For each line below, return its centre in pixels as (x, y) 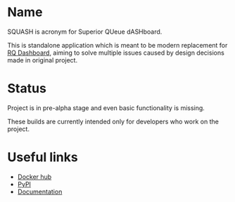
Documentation (40, 191)
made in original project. (43, 60)
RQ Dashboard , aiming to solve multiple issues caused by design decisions (116, 53)
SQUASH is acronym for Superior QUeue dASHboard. (85, 32)
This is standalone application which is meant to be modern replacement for (118, 45)
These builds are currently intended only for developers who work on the (113, 121)
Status (27, 89)
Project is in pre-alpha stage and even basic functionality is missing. (106, 108)
